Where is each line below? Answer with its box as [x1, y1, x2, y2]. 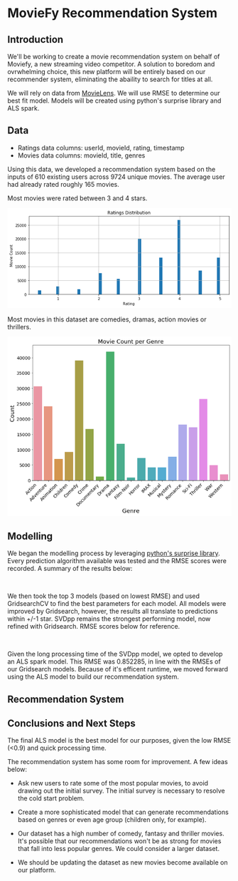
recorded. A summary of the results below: [7, 565, 133, 573]
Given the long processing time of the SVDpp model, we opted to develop [7, 650, 223, 659]
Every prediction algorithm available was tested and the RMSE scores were [7, 557, 227, 565]
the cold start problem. [17, 794, 85, 803]
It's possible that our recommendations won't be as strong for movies [17, 837, 222, 845]
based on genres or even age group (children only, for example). [17, 815, 207, 824]
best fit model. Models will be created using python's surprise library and [7, 96, 222, 105]
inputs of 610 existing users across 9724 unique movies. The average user [7, 172, 225, 181]
